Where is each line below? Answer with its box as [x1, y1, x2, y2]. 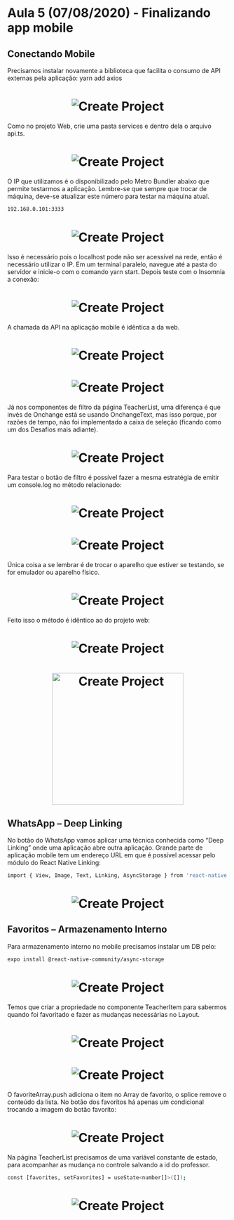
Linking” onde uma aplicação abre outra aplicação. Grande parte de [7, 843, 203, 852]
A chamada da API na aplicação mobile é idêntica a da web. [7, 323, 180, 331]
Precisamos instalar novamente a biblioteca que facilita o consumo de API [7, 67, 221, 74]
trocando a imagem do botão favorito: [7, 1105, 117, 1113]
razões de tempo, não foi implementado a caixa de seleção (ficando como [7, 417, 222, 426]
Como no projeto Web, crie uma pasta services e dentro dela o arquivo [7, 122, 212, 130]
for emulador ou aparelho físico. [7, 568, 100, 576]
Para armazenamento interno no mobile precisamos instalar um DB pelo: [7, 942, 216, 950]
